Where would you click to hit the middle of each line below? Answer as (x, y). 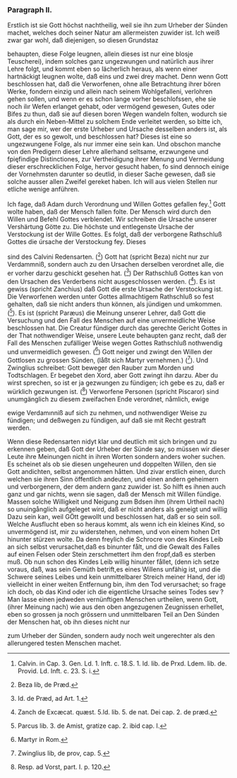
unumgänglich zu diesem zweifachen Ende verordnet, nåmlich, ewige (108, 399)
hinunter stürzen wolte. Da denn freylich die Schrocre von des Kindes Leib (115, 539)
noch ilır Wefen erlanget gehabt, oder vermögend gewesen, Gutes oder (111, 107)
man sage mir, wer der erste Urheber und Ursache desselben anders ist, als (117, 129)
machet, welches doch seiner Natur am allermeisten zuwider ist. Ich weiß (114, 33)
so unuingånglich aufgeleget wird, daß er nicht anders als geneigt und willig (117, 509)
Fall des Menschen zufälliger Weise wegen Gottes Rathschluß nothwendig (115, 343)
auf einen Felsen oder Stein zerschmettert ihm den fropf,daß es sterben (111, 554)
